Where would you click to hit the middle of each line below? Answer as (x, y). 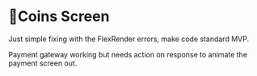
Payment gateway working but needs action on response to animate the (128, 54)
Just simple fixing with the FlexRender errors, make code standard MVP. (128, 39)
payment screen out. (43, 63)
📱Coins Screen (59, 17)
